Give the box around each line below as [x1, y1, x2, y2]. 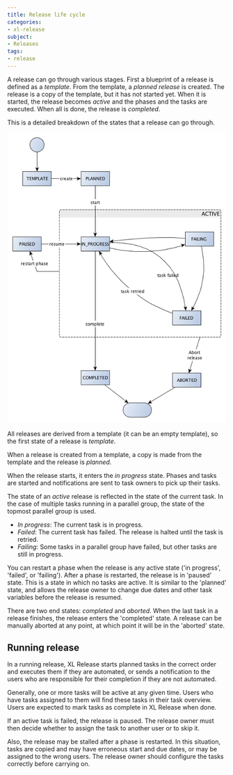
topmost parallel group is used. [7, 507, 96, 516]
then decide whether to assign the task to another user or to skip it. [7, 724, 200, 733]
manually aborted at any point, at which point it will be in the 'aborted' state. [7, 621, 225, 630]
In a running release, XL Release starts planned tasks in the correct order [7, 660, 217, 669]
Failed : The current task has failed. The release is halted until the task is [17, 528, 224, 536]
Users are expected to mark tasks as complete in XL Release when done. [7, 703, 217, 712]
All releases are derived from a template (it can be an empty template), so [7, 430, 218, 438]
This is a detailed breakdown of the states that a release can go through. [7, 118, 215, 127]
